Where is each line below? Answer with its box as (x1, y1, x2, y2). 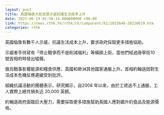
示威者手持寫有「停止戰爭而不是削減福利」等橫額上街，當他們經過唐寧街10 (5, 50, 155, 56)
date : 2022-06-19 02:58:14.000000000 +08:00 (5, 16, 97, 21)
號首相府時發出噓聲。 (5, 56, 48, 61)
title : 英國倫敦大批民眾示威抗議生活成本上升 (5, 12, 86, 17)
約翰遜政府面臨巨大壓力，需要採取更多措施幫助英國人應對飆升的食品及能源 (5, 99, 155, 105)
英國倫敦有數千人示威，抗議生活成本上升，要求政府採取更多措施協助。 (5, 39, 146, 45)
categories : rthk (5, 25, 41, 30)
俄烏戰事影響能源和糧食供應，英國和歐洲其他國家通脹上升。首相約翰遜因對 (5, 66, 155, 72)
